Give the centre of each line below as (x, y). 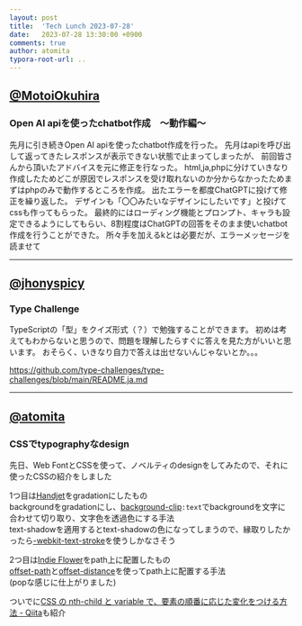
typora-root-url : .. (48, 59)
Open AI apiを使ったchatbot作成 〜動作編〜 (108, 123)
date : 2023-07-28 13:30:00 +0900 (76, 34)
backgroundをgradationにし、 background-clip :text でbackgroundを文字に (147, 507)
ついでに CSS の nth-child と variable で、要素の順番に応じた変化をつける (145, 602)
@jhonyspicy (47, 283)
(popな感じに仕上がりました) (63, 583)
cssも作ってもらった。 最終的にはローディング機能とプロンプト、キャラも (146, 212)
